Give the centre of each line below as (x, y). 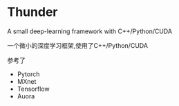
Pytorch (28, 74)
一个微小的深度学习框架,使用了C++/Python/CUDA (78, 45)
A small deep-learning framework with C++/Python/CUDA (90, 31)
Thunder (32, 12)
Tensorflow (33, 89)
